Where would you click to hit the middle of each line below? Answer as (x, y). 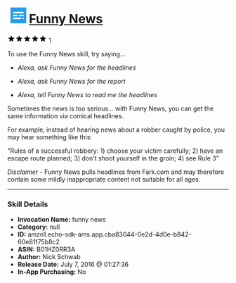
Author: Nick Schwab (49, 257)
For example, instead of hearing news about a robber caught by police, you (116, 130)
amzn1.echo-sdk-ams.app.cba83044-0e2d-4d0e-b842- (110, 234)
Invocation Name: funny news (62, 220)
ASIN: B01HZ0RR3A (46, 249)
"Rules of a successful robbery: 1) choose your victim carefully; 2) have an (115, 151)
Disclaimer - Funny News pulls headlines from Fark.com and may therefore (116, 172)
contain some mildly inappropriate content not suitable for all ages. (104, 179)
